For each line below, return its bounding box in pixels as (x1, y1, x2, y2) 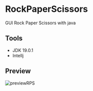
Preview (5, 67, 31, 75)
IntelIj (12, 52, 24, 58)
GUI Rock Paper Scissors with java (5, 20, 76, 26)
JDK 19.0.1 (12, 47, 33, 53)
